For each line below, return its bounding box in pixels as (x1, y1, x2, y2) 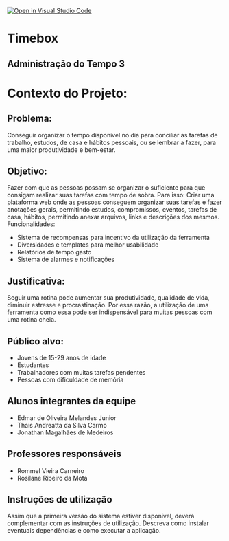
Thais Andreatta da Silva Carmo (16, 421, 108, 429)
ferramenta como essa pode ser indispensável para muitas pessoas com (7, 308, 213, 316)
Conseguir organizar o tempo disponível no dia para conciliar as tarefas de (7, 131, 218, 139)
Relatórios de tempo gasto (16, 248, 92, 256)
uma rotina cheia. (7, 316, 56, 324)
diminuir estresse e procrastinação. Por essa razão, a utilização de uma (7, 301, 209, 309)
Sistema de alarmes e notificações (16, 255, 115, 264)
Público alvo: (7, 335, 64, 347)
